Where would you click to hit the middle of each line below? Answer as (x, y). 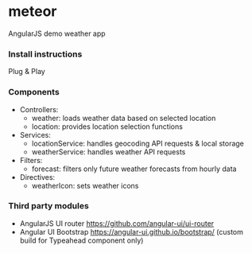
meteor (33, 12)
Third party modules (48, 206)
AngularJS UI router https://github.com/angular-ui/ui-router (117, 223)
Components (34, 92)
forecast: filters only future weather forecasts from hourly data (134, 169)
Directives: (37, 177)
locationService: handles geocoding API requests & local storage (138, 143)
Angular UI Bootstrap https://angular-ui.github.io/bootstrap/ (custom (132, 232)
